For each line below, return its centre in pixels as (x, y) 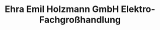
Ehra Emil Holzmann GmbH (62, 9)
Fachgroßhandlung (80, 20)
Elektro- (138, 9)
